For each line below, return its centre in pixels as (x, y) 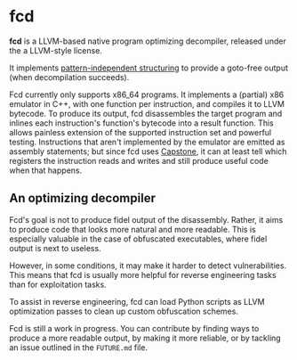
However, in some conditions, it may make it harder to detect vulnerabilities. (148, 266)
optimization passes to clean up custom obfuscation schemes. (124, 311)
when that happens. (46, 170)
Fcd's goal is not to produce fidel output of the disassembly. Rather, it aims (146, 219)
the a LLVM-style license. (56, 50)
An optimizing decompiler (82, 198)
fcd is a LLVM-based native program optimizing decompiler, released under (148, 41)
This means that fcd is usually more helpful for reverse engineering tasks (143, 274)
